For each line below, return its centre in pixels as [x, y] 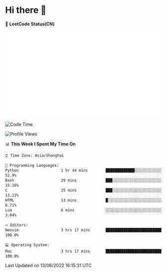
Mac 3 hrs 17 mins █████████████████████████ [83, 251]
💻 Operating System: [27, 245]
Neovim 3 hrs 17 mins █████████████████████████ [83, 230]
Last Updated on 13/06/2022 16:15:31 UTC [49, 265]
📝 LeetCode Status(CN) [30, 24]
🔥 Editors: [17, 225]
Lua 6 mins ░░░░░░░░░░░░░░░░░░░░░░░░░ [83, 210]
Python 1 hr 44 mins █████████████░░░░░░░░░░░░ [83, 170]
